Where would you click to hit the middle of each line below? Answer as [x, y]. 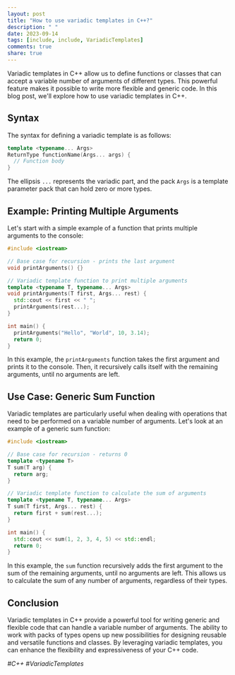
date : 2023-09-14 [33, 34]
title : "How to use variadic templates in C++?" [80, 20]
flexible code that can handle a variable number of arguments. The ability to [117, 628]
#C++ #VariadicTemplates [46, 664]
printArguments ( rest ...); [52, 307]
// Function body [39, 161]
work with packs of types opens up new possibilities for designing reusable [117, 635]
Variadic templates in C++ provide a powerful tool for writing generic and [114, 620]
